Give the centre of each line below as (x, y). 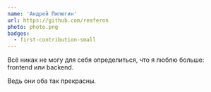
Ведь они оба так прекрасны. (52, 81)
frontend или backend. (41, 67)
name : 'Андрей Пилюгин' (42, 14)
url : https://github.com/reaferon (58, 20)
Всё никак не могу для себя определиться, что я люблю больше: (106, 60)
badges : (19, 33)
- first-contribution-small (55, 40)
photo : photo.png (33, 27)
